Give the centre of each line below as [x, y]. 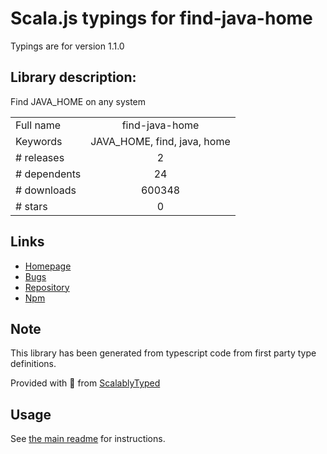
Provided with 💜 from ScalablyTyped [85, 383]
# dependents [48, 174]
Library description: [73, 77]
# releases [40, 157]
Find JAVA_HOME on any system [78, 101]
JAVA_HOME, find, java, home [160, 141]
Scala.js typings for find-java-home [161, 18]
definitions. [33, 364]
